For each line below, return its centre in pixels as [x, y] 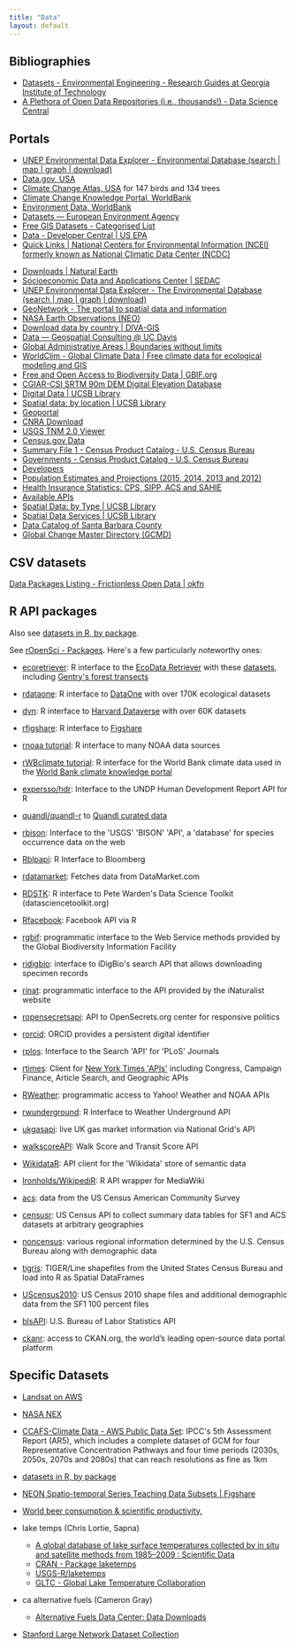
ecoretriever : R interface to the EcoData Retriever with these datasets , [149, 667]
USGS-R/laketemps [70, 1573]
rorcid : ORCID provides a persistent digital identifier [116, 1034]
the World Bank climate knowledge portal [97, 772]
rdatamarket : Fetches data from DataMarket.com [111, 876]
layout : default [39, 26]
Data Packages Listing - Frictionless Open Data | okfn [107, 583]
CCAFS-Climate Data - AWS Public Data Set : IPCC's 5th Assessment [147, 1431]
